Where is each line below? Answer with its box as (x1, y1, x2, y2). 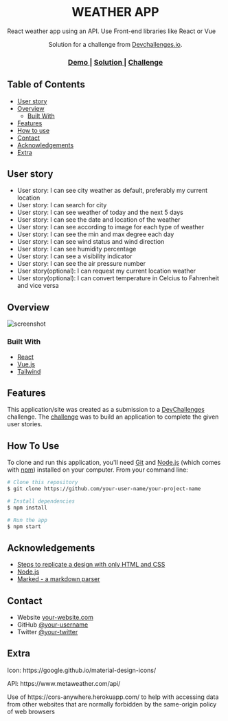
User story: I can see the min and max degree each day (16, 230, 174, 238)
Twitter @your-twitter (16, 628, 78, 636)
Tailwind (16, 367, 41, 375)
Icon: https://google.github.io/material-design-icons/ (7, 666, 157, 674)
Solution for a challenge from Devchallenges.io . (48, 40, 183, 48)
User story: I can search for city (16, 201, 107, 209)
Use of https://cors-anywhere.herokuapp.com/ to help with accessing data (7, 693, 219, 701)
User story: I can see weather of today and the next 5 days (16, 208, 183, 217)
